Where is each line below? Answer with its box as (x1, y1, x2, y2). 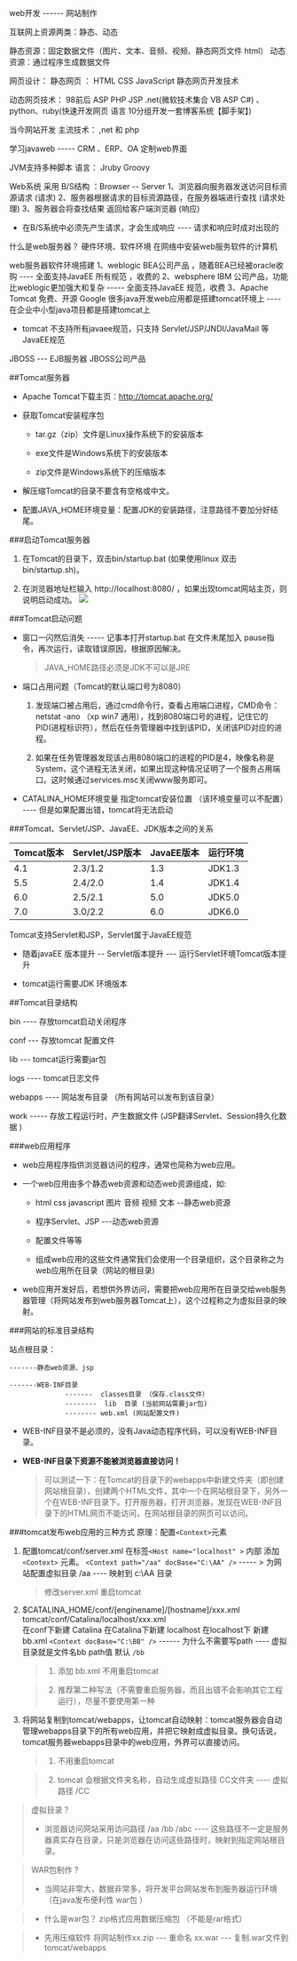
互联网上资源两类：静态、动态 (9, 27, 118, 37)
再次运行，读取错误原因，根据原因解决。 (37, 644, 186, 653)
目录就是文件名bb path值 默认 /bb (21, 1647, 145, 1657)
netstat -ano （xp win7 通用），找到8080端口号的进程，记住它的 (35, 711, 269, 722)
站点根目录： (9, 1344, 56, 1354)
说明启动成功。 (21, 595, 77, 604)
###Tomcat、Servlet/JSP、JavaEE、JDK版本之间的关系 (9, 823, 215, 834)
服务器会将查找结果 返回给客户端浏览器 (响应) (34, 204, 200, 213)
